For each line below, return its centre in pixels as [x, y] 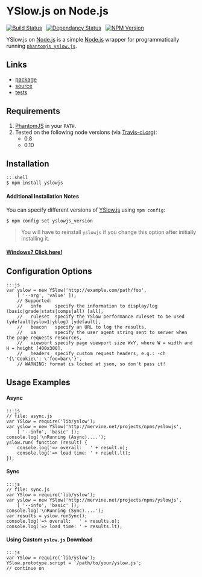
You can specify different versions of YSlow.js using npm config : [86, 210]
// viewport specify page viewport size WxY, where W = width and [105, 343]
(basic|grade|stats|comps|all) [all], [55, 311]
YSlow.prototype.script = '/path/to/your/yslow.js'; [74, 563]
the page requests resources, [44, 338]
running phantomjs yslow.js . [42, 46]
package [26, 79]
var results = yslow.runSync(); [47, 516]
